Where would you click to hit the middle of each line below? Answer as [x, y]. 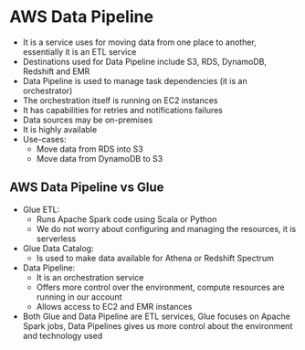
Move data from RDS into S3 [89, 149]
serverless [56, 239]
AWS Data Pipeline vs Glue [87, 188]
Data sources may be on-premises [88, 120]
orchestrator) [47, 90]
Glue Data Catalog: [58, 248]
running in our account [79, 297]
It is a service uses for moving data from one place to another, [140, 42]
